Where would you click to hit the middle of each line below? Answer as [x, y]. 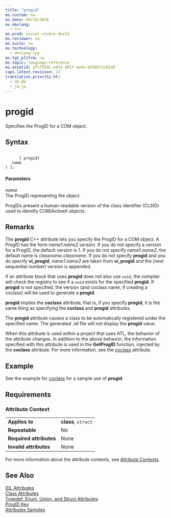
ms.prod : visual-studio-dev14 [38, 34]
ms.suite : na [19, 44]
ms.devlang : [18, 24]
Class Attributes [22, 493]
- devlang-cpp [25, 53]
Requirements [28, 395]
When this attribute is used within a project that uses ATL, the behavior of [82, 333]
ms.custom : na [20, 15]
